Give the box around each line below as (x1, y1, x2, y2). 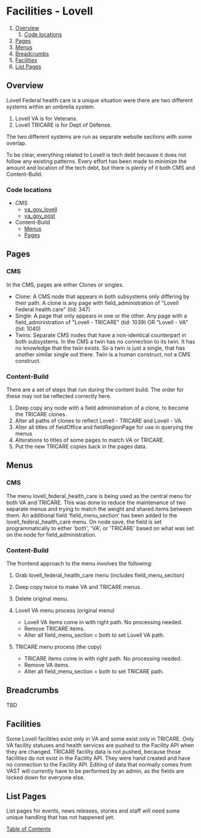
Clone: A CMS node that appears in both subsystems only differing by (15, 293, 189, 300)
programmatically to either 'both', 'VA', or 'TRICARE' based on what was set (6, 524, 194, 531)
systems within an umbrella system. (6, 103, 96, 110)
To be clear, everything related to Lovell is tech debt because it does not (6, 151, 186, 158)
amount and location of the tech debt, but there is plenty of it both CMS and (6, 164, 196, 171)
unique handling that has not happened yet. (6, 814, 115, 821)
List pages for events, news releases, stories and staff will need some (6, 807, 180, 814)
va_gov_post (24, 212, 56, 219)
